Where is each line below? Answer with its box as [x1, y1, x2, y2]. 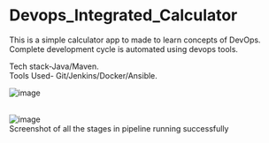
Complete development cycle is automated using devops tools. [9, 43, 239, 54]
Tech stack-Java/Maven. [9, 61, 99, 71]
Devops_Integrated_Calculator [9, 5, 238, 26]
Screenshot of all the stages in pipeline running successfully [9, 123, 229, 133]
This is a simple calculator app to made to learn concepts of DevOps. [9, 34, 261, 45]
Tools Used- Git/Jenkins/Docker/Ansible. [9, 70, 158, 80]
